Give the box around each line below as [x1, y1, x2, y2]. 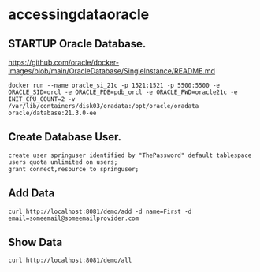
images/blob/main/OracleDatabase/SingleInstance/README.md [8, 66, 215, 76]
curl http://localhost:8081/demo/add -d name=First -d [8, 207, 192, 215]
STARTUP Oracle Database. [8, 37, 147, 50]
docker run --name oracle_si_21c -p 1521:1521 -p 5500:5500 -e [8, 81, 221, 89]
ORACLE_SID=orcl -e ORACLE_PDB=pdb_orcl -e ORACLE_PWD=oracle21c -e [8, 88, 238, 96]
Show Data [8, 236, 63, 249]
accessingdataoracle [8, 6, 150, 24]
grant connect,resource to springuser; [8, 165, 139, 173]
